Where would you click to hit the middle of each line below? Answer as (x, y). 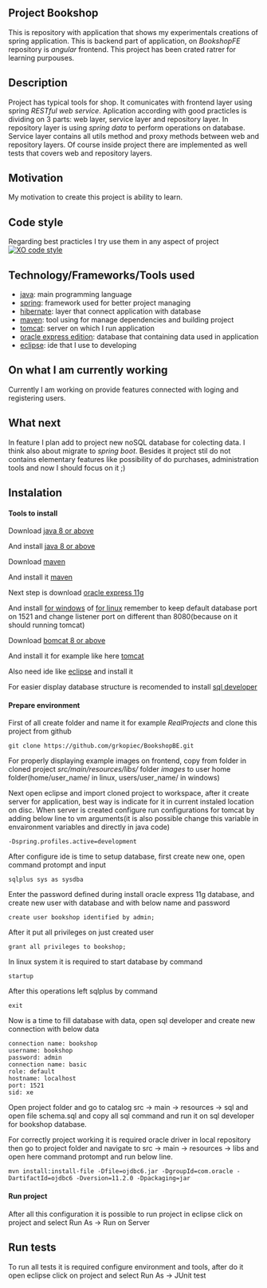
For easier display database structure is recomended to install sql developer (133, 687)
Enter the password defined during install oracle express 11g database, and (132, 895)
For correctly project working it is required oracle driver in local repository (130, 1140)
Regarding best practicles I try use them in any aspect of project (114, 242)
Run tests (32, 1248)
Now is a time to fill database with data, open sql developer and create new (132, 1021)
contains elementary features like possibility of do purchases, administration (133, 459)
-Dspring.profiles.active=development (73, 842)
